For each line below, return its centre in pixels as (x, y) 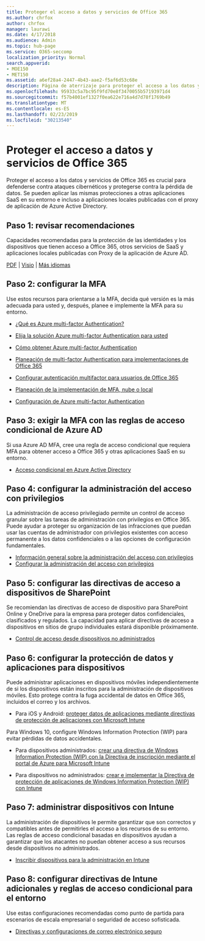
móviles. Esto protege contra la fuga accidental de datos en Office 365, (96, 695)
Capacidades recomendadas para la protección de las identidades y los (96, 240)
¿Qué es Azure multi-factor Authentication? (70, 323)
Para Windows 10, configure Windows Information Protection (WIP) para (97, 732)
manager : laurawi (28, 29)
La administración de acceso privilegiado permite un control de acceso (95, 513)
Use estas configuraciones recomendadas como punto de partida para (95, 913)
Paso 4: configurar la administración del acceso (99, 489)
